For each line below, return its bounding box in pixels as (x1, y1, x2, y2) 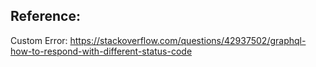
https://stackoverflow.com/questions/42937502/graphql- (69, 34, 307, 46)
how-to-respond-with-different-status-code (10, 45, 193, 57)
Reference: (10, 8, 81, 25)
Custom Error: (10, 34, 68, 46)
